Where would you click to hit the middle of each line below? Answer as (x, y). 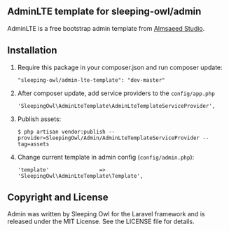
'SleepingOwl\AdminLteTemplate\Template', (80, 176)
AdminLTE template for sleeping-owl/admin (104, 12)
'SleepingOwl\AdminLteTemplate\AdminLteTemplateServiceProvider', (116, 106)
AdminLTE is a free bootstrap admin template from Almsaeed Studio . (106, 28)
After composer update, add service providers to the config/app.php (116, 93)
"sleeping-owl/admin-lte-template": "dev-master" (91, 80)
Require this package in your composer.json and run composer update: (120, 67)
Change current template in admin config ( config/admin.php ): (106, 157)
